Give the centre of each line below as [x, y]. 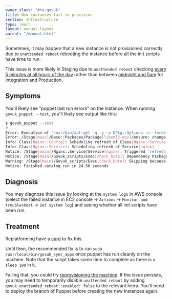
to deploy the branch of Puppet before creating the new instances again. [82, 291]
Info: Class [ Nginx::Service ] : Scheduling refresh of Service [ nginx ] [80, 147]
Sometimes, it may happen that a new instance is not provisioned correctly [84, 48]
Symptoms [23, 96]
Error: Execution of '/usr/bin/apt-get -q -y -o [58, 133]
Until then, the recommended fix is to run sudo [54, 249]
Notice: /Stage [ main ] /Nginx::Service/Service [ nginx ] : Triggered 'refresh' [87, 152]
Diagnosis [22, 182]
